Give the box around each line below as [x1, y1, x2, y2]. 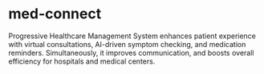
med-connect [8, 5, 102, 23]
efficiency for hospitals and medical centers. [8, 56, 156, 66]
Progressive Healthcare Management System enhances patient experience [8, 31, 257, 41]
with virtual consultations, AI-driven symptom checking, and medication [8, 39, 246, 49]
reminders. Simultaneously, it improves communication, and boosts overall [8, 48, 254, 57]
